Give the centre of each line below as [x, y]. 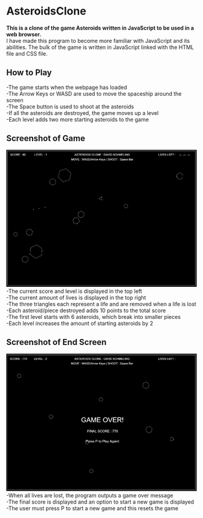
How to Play [29, 73]
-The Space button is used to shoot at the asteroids [70, 107]
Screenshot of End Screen [56, 342]
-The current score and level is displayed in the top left [74, 291]
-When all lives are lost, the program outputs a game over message [90, 496]
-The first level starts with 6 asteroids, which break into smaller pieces [94, 317]
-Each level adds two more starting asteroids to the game [78, 119]
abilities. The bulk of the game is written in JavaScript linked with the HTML [100, 47]
